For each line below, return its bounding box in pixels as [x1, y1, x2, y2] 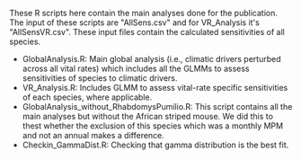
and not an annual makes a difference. [22, 130, 164, 140]
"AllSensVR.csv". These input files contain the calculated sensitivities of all [9, 27, 285, 37]
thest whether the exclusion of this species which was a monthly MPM [22, 120, 284, 131]
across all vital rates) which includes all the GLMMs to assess [22, 63, 250, 74]
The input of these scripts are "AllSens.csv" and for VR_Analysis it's [9, 17, 261, 28]
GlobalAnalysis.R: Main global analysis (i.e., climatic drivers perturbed [22, 54, 281, 64]
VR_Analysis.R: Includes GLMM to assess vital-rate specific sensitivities [22, 83, 288, 93]
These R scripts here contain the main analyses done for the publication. [9, 8, 279, 18]
